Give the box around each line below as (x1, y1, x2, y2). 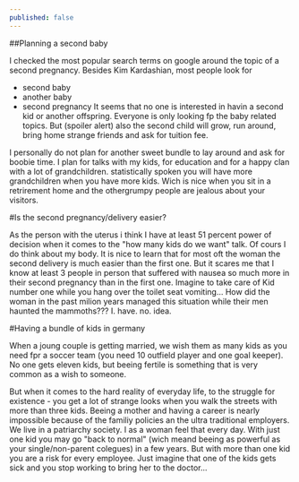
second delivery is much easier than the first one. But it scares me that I (9, 257, 275, 269)
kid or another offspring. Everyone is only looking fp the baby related (21, 110, 277, 121)
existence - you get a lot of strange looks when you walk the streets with (9, 395, 278, 406)
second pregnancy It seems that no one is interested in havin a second (21, 100, 284, 112)
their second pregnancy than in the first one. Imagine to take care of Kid (9, 277, 275, 288)
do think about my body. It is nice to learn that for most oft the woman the (9, 248, 281, 259)
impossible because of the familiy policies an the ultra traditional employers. (9, 414, 290, 426)
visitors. (9, 194, 38, 205)
